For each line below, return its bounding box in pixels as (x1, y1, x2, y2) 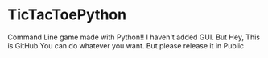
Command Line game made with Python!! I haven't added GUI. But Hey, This (7, 32, 261, 42)
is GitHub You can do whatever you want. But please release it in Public (7, 40, 245, 50)
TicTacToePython (7, 6, 126, 24)
